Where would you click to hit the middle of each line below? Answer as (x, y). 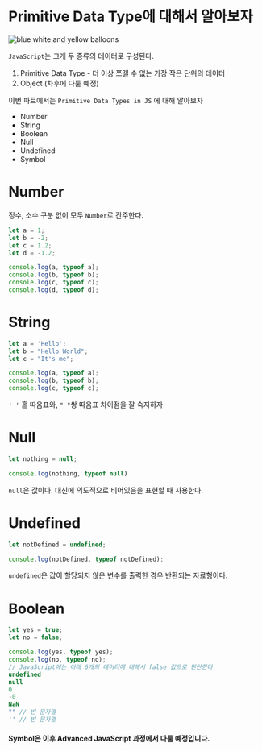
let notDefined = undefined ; (57, 545)
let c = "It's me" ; (41, 359)
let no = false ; (35, 637)
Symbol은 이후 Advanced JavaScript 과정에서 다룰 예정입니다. (109, 739)
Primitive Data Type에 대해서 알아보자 (131, 17)
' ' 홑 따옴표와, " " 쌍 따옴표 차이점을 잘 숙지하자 (86, 405)
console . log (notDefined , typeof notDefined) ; (86, 559)
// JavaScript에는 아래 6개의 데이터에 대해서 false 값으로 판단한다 (110, 667)
